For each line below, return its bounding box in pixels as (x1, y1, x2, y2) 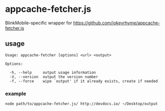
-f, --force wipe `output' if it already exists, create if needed (9, 78, 158, 84)
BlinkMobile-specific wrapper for (5, 20, 73, 26)
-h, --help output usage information (9, 70, 96, 75)
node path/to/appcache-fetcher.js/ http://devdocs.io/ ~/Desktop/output (5, 102, 158, 107)
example (5, 90, 26, 97)
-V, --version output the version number (9, 74, 98, 79)
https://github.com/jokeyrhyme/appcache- (73, 20, 161, 26)
